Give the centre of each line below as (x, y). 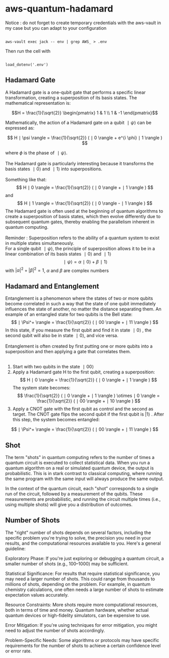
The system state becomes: (41, 388)
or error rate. (18, 651)
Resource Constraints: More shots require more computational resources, (81, 605)
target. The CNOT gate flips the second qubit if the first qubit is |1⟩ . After (88, 414)
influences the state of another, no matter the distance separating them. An (83, 309)
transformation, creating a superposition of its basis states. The (71, 97)
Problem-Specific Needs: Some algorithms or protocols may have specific (82, 640)
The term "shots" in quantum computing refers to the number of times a (80, 457)
